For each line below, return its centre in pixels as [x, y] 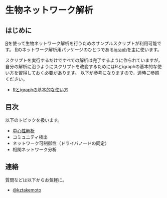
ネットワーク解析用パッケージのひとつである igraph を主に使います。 [92, 50]
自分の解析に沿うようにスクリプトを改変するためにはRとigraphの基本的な [81, 66]
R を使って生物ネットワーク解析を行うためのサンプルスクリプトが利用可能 [81, 43]
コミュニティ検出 [30, 137]
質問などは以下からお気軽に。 [36, 180]
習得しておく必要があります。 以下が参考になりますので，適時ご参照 [89, 73]
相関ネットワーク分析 [34, 149]
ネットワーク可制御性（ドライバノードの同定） [61, 143]
